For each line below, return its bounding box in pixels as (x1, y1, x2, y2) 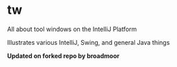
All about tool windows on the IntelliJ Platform (7, 25, 137, 33)
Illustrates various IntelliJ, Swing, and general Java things (7, 38, 170, 46)
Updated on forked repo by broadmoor (7, 51, 120, 60)
